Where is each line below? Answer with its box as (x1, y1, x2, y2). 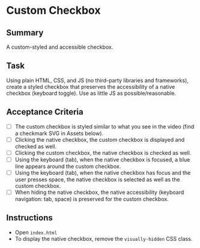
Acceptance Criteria (6, 107, 83, 117)
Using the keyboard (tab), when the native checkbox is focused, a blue (14, 156, 190, 163)
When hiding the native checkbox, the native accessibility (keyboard (14, 189, 184, 196)
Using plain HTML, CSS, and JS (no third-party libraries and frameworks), (6, 76, 189, 84)
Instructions (6, 213, 53, 223)
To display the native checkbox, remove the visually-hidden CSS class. (14, 235, 193, 242)
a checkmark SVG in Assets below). (14, 130, 104, 137)
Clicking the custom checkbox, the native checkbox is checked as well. (14, 149, 192, 156)
